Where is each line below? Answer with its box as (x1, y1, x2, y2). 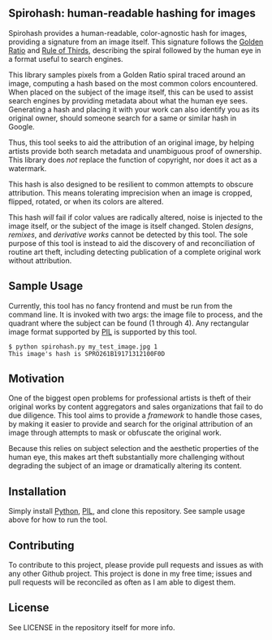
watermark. (8, 163, 47, 173)
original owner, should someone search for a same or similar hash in (8, 113, 237, 123)
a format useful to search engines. (8, 54, 123, 64)
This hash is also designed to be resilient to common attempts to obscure (8, 179, 254, 189)
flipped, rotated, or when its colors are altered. (8, 196, 164, 206)
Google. (8, 121, 35, 131)
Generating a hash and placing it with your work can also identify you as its (8, 104, 260, 114)
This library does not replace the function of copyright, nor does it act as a (8, 155, 257, 164)
